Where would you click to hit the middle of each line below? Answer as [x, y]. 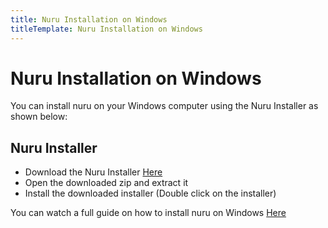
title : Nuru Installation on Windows [89, 19]
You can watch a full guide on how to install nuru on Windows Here [148, 213]
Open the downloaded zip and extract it [106, 183]
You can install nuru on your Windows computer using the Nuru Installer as [164, 106]
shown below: [39, 117]
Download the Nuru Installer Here [93, 172]
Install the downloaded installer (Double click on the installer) [150, 193]
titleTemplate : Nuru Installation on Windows [106, 29]
